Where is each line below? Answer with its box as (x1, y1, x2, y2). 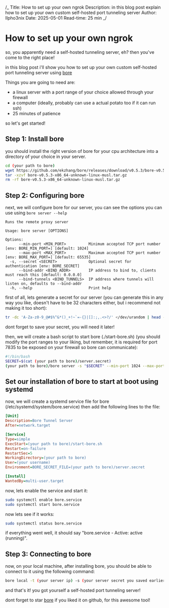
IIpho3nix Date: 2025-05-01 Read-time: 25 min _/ (5, 15, 107, 21)
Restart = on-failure (5, 446, 46, 451)
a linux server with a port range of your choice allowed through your (12, 89, 154, 95)
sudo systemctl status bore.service (5, 520, 82, 526)
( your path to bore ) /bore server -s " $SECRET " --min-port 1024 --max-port (5, 363, 165, 369)
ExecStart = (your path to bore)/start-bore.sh (5, 441, 102, 447)
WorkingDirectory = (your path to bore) (5, 455, 87, 461)
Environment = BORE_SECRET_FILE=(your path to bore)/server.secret (5, 465, 145, 470)
